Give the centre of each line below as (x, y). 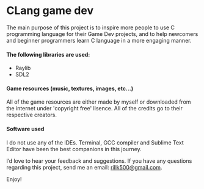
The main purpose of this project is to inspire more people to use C (91, 27)
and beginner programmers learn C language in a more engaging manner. (99, 40)
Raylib (23, 68)
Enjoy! (14, 179)
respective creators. (31, 115)
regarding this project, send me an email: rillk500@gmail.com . (84, 167)
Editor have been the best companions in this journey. (74, 149)
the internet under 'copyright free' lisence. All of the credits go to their (95, 109)
